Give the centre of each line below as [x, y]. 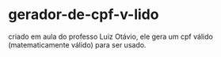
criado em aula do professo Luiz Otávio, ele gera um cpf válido [111, 36]
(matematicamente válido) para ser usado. [77, 44]
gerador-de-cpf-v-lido [84, 15]
